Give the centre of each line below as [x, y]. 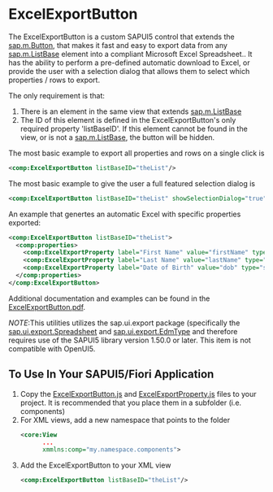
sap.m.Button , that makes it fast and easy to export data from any [118, 45]
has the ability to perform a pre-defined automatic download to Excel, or [129, 63]
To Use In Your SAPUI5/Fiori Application [111, 374]
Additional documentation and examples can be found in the [109, 298]
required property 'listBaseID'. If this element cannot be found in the [134, 128]
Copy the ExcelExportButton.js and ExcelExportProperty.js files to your [139, 394]
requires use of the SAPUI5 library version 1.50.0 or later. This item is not [130, 340]
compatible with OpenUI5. [52, 348]
